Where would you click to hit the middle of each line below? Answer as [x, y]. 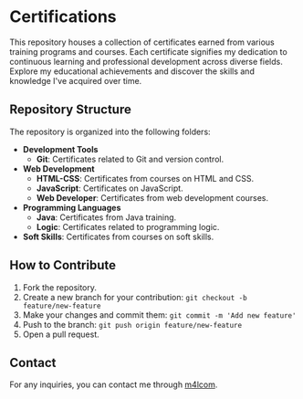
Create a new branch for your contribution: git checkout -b [135, 297]
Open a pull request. [61, 334]
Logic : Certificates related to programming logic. [128, 226]
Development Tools [60, 149]
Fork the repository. [60, 287]
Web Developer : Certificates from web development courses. [152, 197]
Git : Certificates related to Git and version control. [130, 159]
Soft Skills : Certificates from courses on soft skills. [118, 236]
